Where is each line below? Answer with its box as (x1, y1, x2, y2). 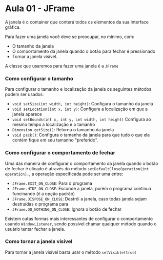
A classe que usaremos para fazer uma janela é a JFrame (5, 63, 119, 69)
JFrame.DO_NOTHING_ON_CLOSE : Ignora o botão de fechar (12, 206, 122, 212)
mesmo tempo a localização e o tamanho (12, 121, 95, 127)
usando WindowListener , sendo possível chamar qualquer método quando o (5, 220, 157, 227)
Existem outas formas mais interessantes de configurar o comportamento (5, 216, 153, 221)
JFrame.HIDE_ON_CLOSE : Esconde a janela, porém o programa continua (12, 185, 151, 191)
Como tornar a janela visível (5, 238, 73, 245)
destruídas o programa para (12, 201, 69, 207)
